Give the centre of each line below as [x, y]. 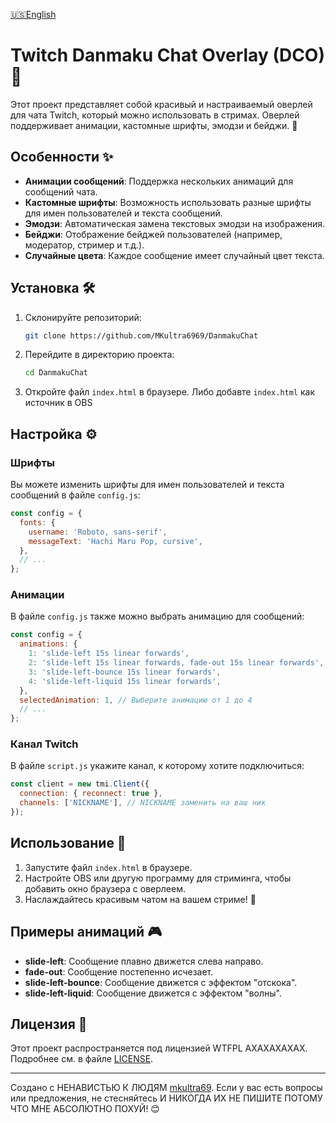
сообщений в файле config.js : [75, 495]
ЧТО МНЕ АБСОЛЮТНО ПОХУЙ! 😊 [85, 1109]
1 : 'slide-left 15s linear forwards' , [109, 654]
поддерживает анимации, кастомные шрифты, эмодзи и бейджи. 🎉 [154, 125]
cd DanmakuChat [56, 373]
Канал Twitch [44, 744]
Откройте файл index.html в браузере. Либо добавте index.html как [170, 392]
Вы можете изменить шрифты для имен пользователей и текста [147, 484]
